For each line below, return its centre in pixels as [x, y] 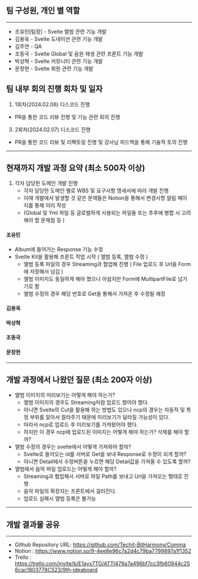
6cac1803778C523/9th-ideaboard [56, 570]
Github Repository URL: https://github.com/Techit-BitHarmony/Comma [100, 545]
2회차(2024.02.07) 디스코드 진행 [52, 130]
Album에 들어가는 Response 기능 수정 [59, 249]
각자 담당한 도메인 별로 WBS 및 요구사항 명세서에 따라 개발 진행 [96, 190]
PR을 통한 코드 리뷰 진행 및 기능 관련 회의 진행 [67, 117]
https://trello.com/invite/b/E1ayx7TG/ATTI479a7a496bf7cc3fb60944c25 [102, 564]
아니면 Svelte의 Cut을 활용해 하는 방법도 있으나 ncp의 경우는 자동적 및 [104, 410]
